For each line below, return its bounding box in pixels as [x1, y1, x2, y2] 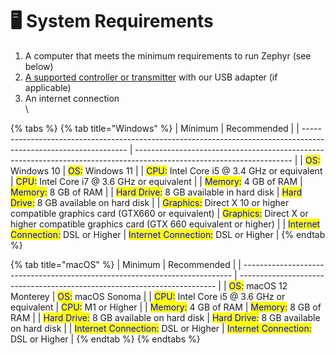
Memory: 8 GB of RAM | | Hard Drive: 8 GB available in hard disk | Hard [10, 186, 303, 198]
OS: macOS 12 [228, 279, 288, 292]
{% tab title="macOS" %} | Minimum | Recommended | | [10, 258, 242, 270]
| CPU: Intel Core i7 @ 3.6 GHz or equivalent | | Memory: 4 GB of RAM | [10, 175, 303, 187]
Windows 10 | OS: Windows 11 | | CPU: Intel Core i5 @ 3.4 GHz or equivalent [10, 164, 323, 177]
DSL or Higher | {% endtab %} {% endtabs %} [10, 333, 201, 345]
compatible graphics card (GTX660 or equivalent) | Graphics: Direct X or [10, 207, 309, 219]
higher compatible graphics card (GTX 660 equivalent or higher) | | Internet [10, 218, 321, 230]
